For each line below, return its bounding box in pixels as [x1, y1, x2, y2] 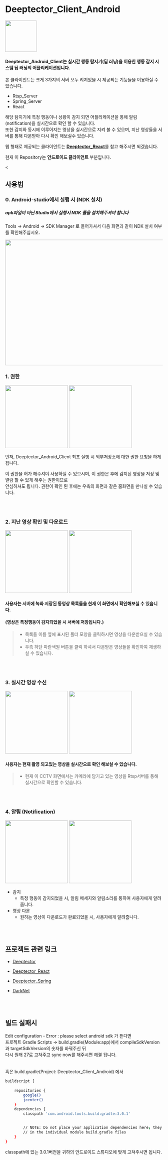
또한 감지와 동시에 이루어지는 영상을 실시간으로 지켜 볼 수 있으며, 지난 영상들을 [5, 126, 157, 133]
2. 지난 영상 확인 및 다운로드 [5, 518, 68, 525]
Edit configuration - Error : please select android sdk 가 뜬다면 [5, 1033, 131, 1039]
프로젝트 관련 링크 [5, 945, 57, 953]
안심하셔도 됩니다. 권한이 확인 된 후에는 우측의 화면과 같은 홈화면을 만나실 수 [5, 483, 153, 489]
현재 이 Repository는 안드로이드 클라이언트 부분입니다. [5, 154, 111, 160]
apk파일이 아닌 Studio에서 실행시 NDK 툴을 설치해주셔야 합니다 [5, 210, 129, 216]
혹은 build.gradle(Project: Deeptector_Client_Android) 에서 [5, 1069, 124, 1075]
